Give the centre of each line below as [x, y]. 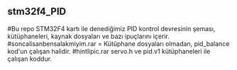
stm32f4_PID [37, 12]
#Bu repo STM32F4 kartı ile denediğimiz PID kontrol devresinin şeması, [111, 28]
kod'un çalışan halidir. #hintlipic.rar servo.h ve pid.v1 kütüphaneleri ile [109, 51]
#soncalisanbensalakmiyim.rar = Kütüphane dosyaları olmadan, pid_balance [118, 43]
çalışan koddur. [29, 59]
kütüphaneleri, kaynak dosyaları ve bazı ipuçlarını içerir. [89, 36]
